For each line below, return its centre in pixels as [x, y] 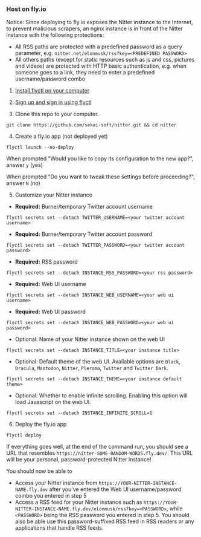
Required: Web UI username [50, 284]
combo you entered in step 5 [51, 496]
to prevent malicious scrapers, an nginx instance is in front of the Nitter [94, 28]
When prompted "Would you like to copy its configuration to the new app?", [100, 158]
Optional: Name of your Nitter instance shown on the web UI [90, 339]
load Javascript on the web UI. [53, 402]
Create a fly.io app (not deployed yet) [61, 136]
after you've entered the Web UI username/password [115, 489]
